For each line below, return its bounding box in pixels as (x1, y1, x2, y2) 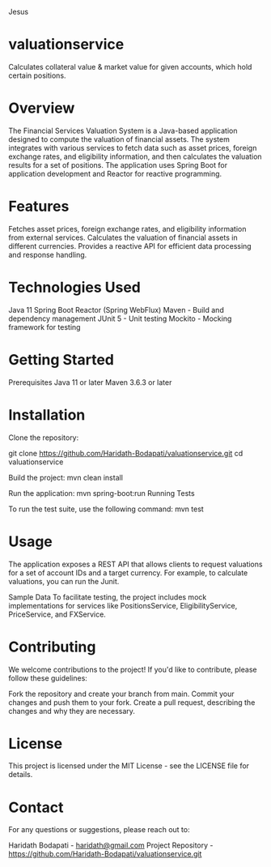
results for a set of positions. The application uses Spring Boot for (8, 160, 228, 169)
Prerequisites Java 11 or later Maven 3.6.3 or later (8, 377, 172, 387)
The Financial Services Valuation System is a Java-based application (8, 126, 238, 135)
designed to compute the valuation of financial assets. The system (8, 134, 231, 144)
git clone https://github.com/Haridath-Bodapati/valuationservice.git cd (8, 448, 243, 458)
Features (8, 198, 70, 216)
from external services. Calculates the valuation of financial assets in (8, 233, 238, 242)
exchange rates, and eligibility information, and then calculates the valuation (8, 152, 262, 161)
